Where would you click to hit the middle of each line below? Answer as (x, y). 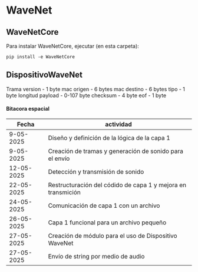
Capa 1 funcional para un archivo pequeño (107, 223)
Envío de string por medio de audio (96, 257)
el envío (59, 158)
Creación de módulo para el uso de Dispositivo (113, 236)
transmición (64, 193)
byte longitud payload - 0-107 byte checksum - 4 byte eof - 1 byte (86, 95)
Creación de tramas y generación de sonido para (116, 151)
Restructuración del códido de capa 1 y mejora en (117, 185)
